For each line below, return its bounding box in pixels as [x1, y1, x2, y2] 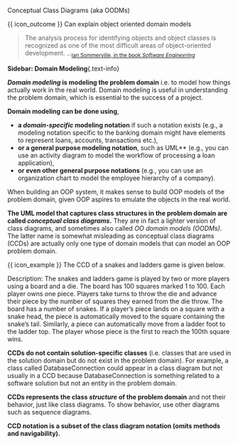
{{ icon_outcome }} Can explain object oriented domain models [7, 20, 192, 28]
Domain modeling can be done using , [7, 107, 119, 115]
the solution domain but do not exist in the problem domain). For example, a [7, 356, 229, 365]
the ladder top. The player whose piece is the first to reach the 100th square [7, 327, 230, 335]
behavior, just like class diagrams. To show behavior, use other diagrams [7, 400, 220, 409]
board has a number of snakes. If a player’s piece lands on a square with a [7, 304, 225, 313]
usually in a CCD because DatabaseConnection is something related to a [7, 371, 220, 379]
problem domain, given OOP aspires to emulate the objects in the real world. [7, 195, 231, 204]
